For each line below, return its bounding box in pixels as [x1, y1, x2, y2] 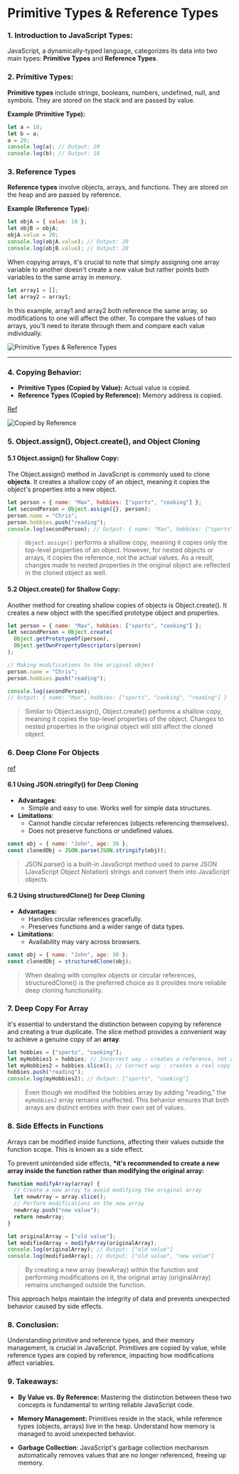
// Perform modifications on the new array [14, 1200, 144, 1207]
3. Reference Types [7, 167, 76, 177]
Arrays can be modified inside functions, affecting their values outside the [7, 1137, 225, 1146]
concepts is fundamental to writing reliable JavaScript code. [17, 1400, 194, 1409]
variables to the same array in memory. [7, 272, 122, 281]
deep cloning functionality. [24, 986, 103, 994]
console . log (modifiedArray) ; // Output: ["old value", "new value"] [7, 1253, 215, 1260]
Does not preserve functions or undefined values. [28, 826, 174, 835]
